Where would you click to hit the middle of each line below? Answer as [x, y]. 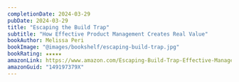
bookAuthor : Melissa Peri [46, 41]
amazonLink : [25, 61]
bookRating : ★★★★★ [34, 54]
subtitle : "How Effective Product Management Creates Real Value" [108, 34]
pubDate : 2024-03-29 [38, 21]
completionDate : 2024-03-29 [49, 14]
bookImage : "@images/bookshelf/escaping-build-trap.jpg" [94, 47]
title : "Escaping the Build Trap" [59, 27]
